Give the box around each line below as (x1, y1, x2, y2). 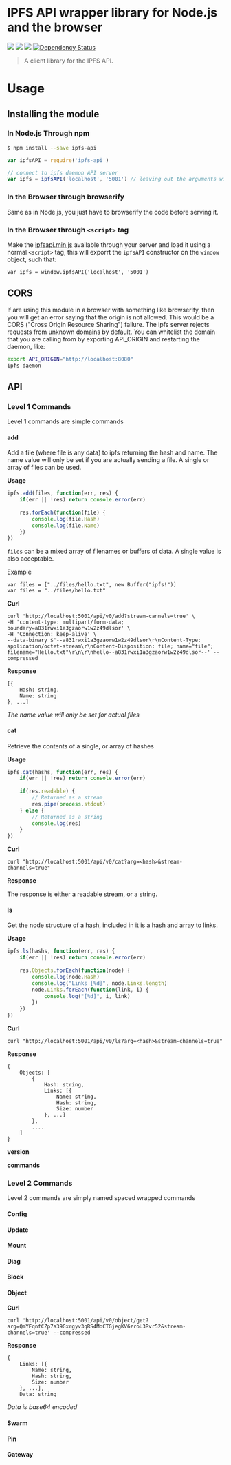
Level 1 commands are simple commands (7, 417, 124, 426)
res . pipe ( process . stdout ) (32, 800, 107, 808)
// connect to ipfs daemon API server (7, 169, 118, 177)
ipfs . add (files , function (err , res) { (7, 490, 118, 497)
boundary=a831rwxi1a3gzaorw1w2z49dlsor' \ (7, 625, 131, 632)
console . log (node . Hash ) (32, 973, 100, 980)
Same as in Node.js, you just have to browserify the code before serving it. (7, 208, 219, 216)
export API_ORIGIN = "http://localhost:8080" (7, 355, 134, 363)
